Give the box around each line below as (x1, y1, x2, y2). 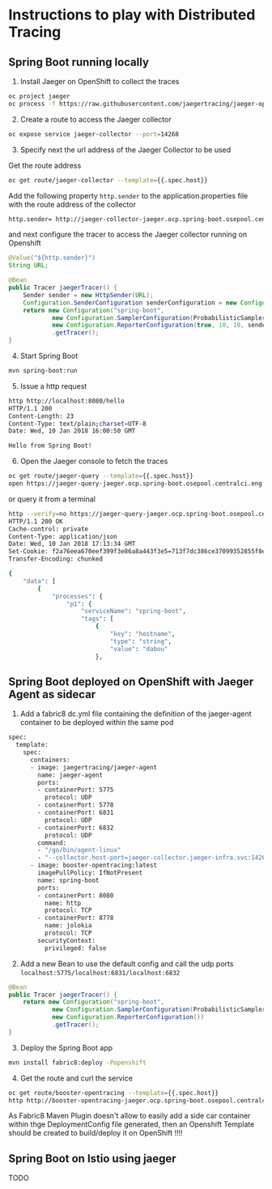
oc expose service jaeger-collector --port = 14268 (8, 130, 180, 139)
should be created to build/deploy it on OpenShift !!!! (8, 1128, 184, 1138)
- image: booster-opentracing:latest (29, 861, 158, 870)
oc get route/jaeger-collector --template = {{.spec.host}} (8, 176, 208, 184)
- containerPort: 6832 (37, 824, 114, 832)
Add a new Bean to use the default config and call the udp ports (19, 958, 234, 969)
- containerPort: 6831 (37, 808, 114, 817)
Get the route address (8, 160, 82, 170)
